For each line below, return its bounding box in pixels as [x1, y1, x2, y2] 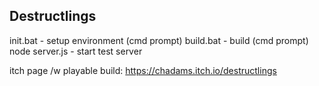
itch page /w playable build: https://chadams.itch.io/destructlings [9, 64, 277, 76]
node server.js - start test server [9, 45, 143, 57]
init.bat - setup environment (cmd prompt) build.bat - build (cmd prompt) [9, 34, 309, 46]
